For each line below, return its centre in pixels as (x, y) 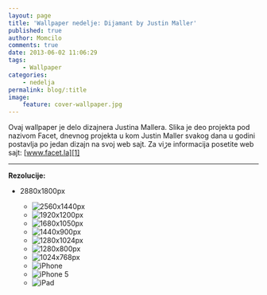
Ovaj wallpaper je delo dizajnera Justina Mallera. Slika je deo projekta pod (129, 128)
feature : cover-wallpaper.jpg (73, 104)
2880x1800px (43, 191)
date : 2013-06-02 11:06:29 (53, 53)
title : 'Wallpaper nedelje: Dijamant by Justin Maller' (103, 23)
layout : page (30, 16)
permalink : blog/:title (48, 90)
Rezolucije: (27, 175)
